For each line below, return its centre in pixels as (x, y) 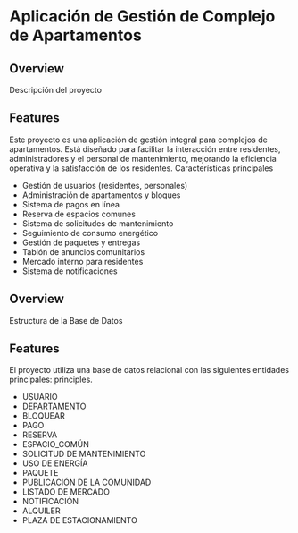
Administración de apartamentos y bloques (101, 195)
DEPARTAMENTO (54, 406)
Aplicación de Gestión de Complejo (142, 17)
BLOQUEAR (43, 416)
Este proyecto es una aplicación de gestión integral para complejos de (138, 140)
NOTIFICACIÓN (50, 502)
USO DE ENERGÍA (55, 463)
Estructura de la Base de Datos (66, 320)
